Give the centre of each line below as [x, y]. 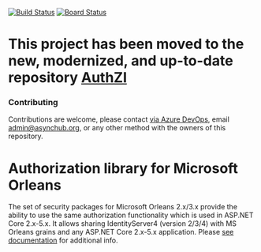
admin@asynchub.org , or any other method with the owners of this [117, 128]
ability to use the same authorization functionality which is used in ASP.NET [131, 215]
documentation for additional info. [63, 240]
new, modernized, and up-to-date [121, 61]
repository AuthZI [68, 78]
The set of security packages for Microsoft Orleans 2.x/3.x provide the [123, 207]
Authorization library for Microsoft [123, 168]
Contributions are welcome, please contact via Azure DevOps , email [119, 119]
